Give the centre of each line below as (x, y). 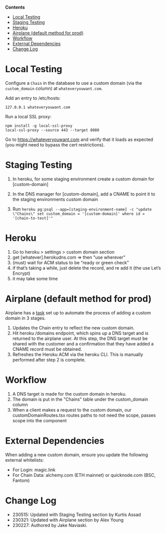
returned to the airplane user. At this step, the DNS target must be (80, 338)
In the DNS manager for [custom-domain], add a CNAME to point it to (84, 194)
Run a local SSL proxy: (28, 116)
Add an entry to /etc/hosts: (33, 98)
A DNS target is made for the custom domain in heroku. (69, 394)
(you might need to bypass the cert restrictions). (55, 144)
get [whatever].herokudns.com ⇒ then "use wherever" (69, 257)
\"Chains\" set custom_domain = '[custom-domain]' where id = (78, 214)
